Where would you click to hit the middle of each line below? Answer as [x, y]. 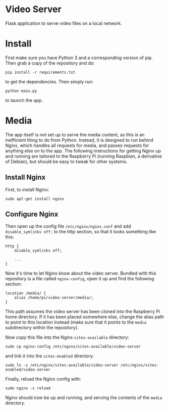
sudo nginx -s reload [28, 388]
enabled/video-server [28, 370]
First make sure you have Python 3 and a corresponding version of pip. [79, 58]
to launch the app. [24, 100]
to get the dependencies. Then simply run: [49, 81]
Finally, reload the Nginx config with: [43, 379]
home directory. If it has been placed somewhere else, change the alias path [84, 317]
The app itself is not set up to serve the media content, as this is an [75, 134]
